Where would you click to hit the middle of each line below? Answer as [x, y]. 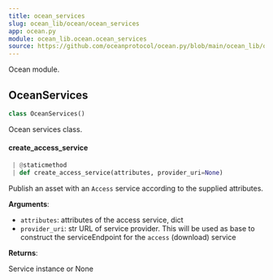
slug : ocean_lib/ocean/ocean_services [74, 24]
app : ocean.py [32, 31]
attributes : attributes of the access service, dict [102, 220]
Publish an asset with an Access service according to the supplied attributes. [136, 188]
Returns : [23, 252]
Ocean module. [34, 69]
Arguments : [29, 203]
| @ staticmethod [39, 165]
